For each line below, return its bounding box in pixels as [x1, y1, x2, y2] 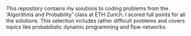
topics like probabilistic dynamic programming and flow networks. [6, 23, 167, 30]
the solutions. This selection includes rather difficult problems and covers [6, 17, 185, 24]
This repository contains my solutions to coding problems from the [6, 5, 169, 12]
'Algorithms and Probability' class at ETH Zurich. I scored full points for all [6, 11, 186, 18]
